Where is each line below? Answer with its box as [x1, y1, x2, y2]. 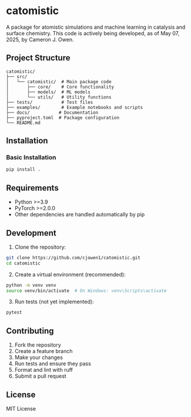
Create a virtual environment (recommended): [14, 271, 126, 278]
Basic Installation [6, 154, 56, 162]
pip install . [6, 167, 41, 172]
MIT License [6, 405, 36, 412]
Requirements [6, 183, 59, 193]
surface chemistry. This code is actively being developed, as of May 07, [6, 29, 180, 36]
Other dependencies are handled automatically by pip [14, 211, 145, 218]
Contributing [6, 326, 54, 335]
